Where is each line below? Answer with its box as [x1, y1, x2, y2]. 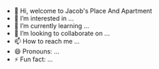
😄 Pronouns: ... [13, 47, 60, 56]
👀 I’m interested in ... [13, 14, 74, 23]
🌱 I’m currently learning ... [13, 22, 90, 30]
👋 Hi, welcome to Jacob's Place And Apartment [13, 7, 153, 15]
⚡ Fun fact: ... [13, 55, 53, 63]
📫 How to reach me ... [13, 37, 80, 45]
